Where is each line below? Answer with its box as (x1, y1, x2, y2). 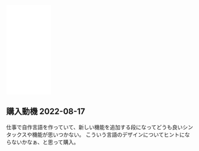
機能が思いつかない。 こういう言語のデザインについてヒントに (32, 131, 185, 138)
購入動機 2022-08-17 (6, 106, 85, 117)
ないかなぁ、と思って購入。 (11, 138, 79, 146)
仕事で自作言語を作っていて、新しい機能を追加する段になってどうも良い (6, 124, 183, 131)
